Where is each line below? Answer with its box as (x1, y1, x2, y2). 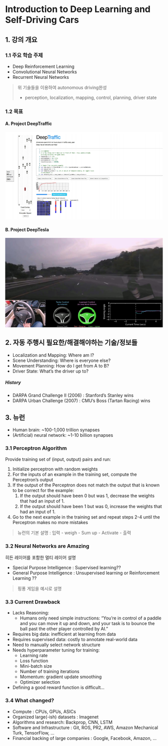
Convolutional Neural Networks (12, 69, 77, 75)
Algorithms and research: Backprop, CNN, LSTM (12, 719, 112, 725)
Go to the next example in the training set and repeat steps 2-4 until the (12, 514, 160, 520)
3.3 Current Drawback (5, 598, 60, 605)
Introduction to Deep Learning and (5, 4, 151, 15)
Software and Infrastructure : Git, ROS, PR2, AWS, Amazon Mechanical (12, 724, 158, 730)
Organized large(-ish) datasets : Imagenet (12, 714, 99, 720)
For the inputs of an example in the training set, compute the (12, 471, 137, 477)
